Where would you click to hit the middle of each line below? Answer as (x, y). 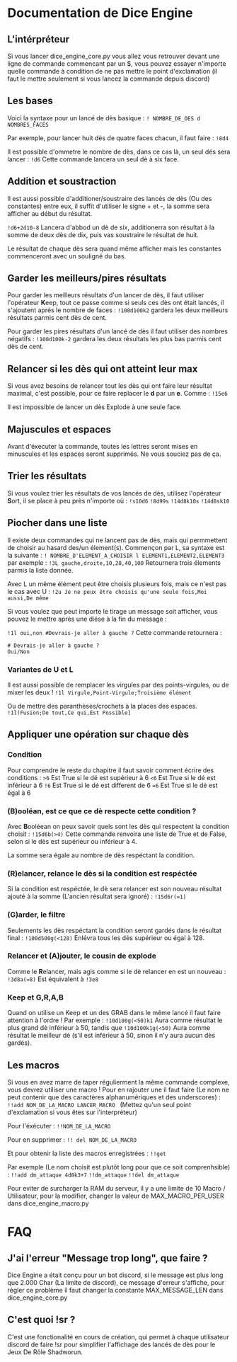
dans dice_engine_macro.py (48, 1203)
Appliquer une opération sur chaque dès (98, 734)
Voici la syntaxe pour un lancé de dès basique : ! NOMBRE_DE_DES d (104, 118)
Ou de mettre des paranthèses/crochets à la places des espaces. (103, 706)
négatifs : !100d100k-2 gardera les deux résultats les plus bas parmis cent (114, 339)
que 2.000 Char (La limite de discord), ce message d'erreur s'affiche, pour (116, 1282)
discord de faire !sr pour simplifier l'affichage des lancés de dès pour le (111, 1344)
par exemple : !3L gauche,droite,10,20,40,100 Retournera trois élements (114, 562)
